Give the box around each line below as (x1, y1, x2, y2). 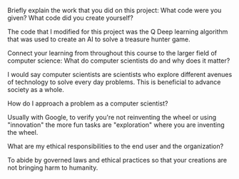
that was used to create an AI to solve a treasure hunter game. (7, 35, 190, 44)
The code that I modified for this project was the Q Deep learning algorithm (7, 28, 228, 36)
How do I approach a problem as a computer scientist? (7, 99, 168, 108)
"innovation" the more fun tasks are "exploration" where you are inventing (7, 121, 225, 129)
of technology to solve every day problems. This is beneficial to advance (7, 78, 221, 86)
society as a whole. (7, 86, 64, 93)
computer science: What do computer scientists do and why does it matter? (7, 56, 230, 65)
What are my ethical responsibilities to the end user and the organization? (7, 142, 224, 150)
